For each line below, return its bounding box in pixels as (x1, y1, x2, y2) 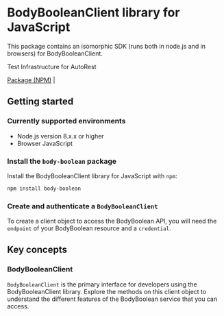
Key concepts (7, 244, 67, 256)
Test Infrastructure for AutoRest (7, 62, 97, 71)
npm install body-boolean (7, 185, 81, 192)
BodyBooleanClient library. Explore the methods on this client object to (7, 287, 207, 295)
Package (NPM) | (7, 75, 55, 84)
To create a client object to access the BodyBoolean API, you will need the (7, 217, 217, 226)
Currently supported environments (7, 117, 126, 126)
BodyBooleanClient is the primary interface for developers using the (7, 280, 197, 289)
